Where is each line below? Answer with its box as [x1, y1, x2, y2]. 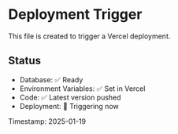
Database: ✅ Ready [19, 74, 83, 84]
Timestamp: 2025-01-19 [8, 116, 87, 126]
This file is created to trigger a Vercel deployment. [8, 31, 171, 41]
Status [8, 54, 42, 67]
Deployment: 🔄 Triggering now [19, 101, 120, 110]
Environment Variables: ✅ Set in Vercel [19, 84, 146, 93]
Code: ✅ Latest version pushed [19, 92, 121, 102]
